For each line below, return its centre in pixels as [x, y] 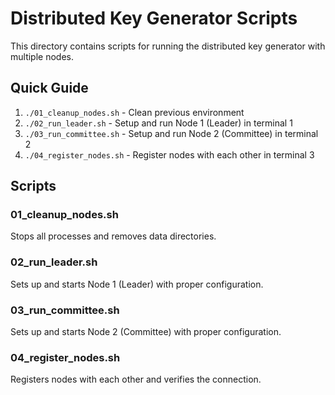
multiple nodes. [42, 56]
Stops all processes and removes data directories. [113, 236]
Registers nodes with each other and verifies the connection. [136, 379]
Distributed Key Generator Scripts [154, 18]
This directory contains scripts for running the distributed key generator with [168, 46]
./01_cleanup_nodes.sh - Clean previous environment [134, 112]
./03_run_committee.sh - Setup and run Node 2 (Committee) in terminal [171, 133]
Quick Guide [49, 88]
